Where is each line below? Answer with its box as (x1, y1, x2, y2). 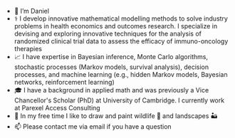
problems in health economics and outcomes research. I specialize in (14, 22, 218, 30)
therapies (14, 45, 43, 53)
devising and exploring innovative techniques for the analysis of (14, 29, 202, 38)
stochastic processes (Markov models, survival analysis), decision (14, 63, 209, 71)
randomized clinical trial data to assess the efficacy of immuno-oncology (14, 37, 229, 46)
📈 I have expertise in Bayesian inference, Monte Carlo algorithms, (14, 53, 209, 60)
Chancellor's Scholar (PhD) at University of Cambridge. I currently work (14, 96, 225, 105)
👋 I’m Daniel (14, 7, 50, 15)
